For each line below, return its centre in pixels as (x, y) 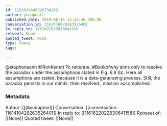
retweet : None (20, 34)
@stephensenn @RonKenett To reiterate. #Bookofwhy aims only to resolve (84, 67)
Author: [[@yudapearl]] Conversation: (45, 107)
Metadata (17, 96)
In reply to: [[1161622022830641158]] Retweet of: (110, 113)
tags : (11, 48)
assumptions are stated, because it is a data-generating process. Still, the (83, 78)
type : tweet (18, 43)
